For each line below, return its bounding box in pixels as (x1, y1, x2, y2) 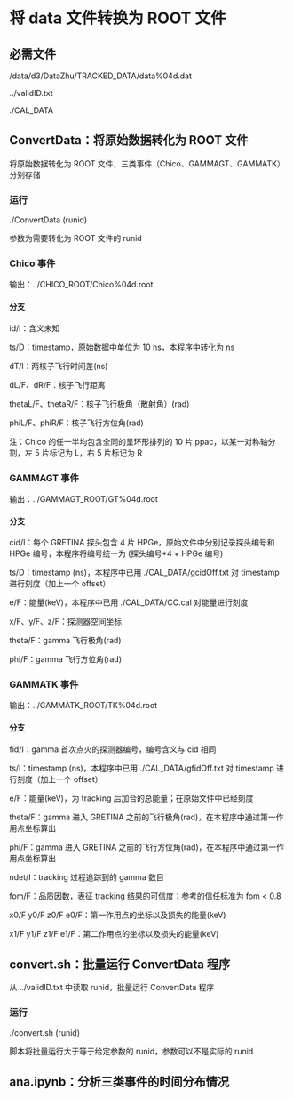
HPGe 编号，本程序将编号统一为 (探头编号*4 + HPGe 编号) (9, 548, 224, 559)
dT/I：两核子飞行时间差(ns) (9, 360, 108, 371)
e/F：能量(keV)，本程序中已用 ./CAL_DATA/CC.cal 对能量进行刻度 (9, 597, 249, 608)
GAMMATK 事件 (9, 678, 79, 690)
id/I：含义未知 (9, 322, 60, 334)
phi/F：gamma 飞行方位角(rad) (9, 654, 123, 665)
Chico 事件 (9, 257, 56, 270)
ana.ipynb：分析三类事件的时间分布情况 (9, 1074, 229, 1090)
